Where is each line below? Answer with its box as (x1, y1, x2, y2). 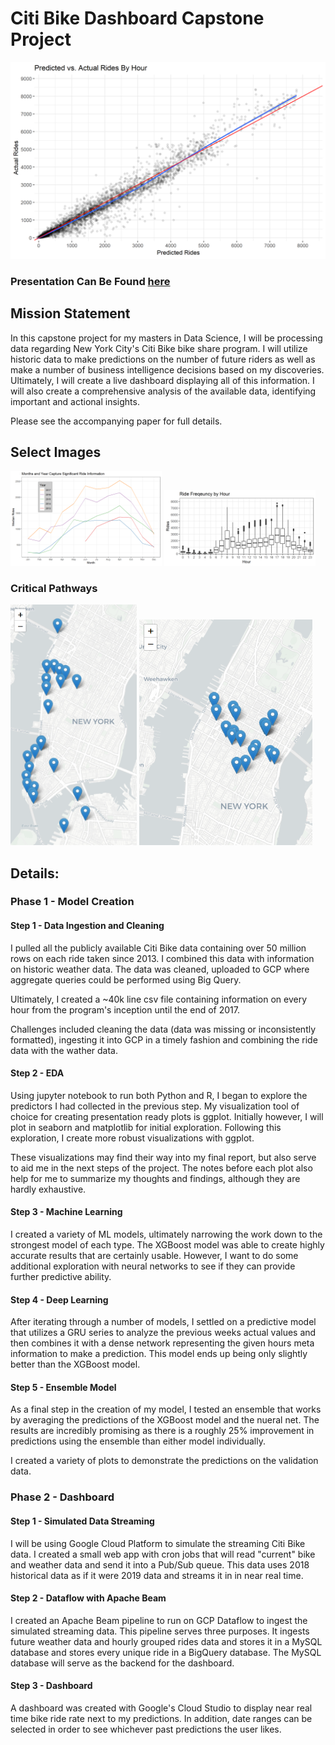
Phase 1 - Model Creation (10, 895, 135, 909)
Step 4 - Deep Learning (10, 1293, 109, 1306)
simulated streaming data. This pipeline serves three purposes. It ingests (10, 1625, 310, 1637)
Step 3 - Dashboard (10, 1680, 93, 1692)
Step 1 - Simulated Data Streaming (10, 1515, 155, 1527)
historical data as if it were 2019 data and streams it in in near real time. (10, 1569, 304, 1581)
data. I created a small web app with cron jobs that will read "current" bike (10, 1548, 316, 1560)
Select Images (10, 444, 102, 461)
